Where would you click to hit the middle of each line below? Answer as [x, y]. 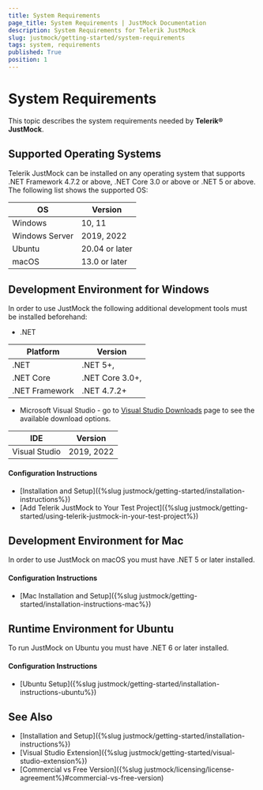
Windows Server [43, 236]
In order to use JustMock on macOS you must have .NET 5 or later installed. [131, 560]
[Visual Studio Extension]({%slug [73, 753]
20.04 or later [107, 249]
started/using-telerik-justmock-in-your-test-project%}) [109, 516]
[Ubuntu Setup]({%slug [58, 684]
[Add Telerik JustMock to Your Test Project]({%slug [103, 507]
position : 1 [28, 60]
